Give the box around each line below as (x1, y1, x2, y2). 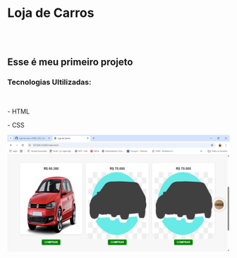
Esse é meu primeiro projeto (7, 56, 133, 68)
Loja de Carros (7, 5, 95, 21)
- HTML (7, 107, 30, 116)
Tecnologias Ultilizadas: (7, 78, 92, 87)
